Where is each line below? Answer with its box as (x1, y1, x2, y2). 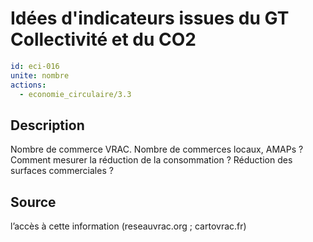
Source (10, 193, 57, 211)
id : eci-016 (10, 61, 60, 71)
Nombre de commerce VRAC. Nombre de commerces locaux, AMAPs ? (10, 143, 304, 156)
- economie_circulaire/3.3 (19, 89, 132, 99)
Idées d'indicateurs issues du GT (10, 7, 290, 30)
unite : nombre (10, 70, 70, 81)
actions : (10, 80, 47, 90)
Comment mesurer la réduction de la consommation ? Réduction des (10, 154, 293, 166)
